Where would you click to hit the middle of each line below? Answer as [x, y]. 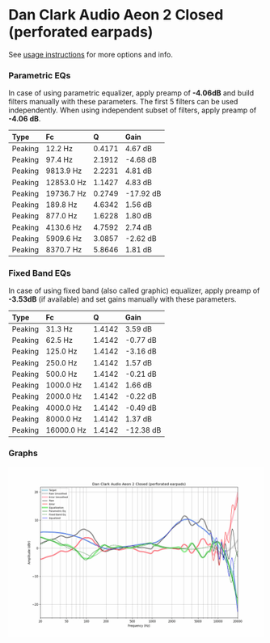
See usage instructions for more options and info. [91, 54]
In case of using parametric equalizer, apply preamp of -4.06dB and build [131, 93]
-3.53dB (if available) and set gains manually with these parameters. [122, 299]
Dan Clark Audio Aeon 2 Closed [116, 15]
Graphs [23, 453]
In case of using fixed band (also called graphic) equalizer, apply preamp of [134, 291]
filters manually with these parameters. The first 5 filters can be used [123, 102]
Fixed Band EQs [40, 273]
